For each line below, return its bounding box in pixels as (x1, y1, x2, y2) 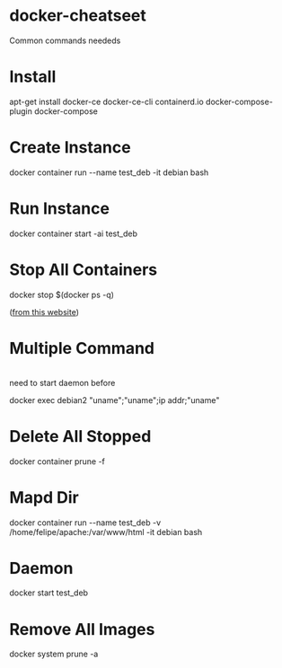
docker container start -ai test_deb (9, 228, 137, 239)
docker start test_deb (9, 587, 88, 598)
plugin (9, 105, 33, 117)
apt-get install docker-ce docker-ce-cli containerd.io (9, 96, 204, 107)
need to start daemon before (9, 377, 116, 388)
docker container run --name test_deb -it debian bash (9, 167, 209, 178)
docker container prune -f (9, 455, 106, 467)
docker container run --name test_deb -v (9, 517, 162, 528)
